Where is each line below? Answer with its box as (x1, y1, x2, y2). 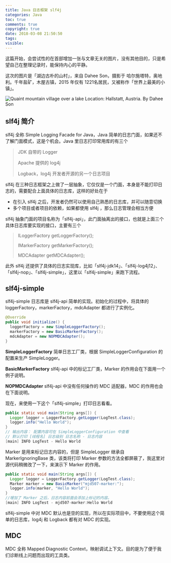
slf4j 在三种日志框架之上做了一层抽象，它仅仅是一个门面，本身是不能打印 (5, 181, 158, 187)
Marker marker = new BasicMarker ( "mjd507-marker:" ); (10, 481, 124, 486)
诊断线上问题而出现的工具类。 (9, 552, 72, 558)
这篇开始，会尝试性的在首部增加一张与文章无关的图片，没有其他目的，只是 (5, 55, 161, 61)
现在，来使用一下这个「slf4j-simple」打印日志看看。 (5, 400, 115, 406)
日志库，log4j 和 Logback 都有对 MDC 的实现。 (14, 516, 113, 522)
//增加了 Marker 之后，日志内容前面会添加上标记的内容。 (5, 496, 112, 501)
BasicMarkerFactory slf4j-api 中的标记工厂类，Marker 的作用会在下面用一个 (5, 365, 166, 372)
